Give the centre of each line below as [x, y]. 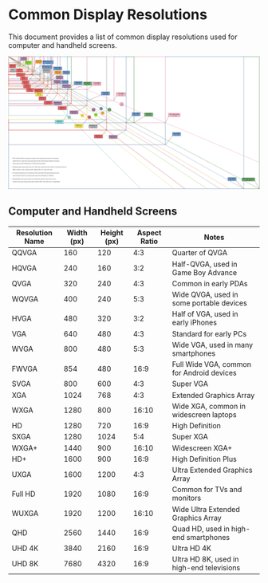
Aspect [149, 233]
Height [112, 233]
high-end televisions [206, 568]
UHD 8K [25, 563]
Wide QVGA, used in [205, 295]
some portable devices [209, 303]
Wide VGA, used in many [213, 345]
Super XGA [190, 437]
